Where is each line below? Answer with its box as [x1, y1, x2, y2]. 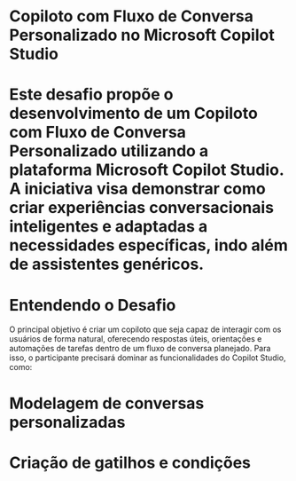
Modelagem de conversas [9, 393, 205, 414]
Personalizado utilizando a [9, 141, 209, 162]
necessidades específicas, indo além [9, 235, 288, 256]
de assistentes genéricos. [9, 255, 205, 274]
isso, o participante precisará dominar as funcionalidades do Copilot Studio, [9, 352, 286, 363]
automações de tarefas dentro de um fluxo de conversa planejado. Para [9, 343, 271, 354]
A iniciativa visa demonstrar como [9, 179, 266, 199]
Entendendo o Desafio [9, 295, 176, 315]
